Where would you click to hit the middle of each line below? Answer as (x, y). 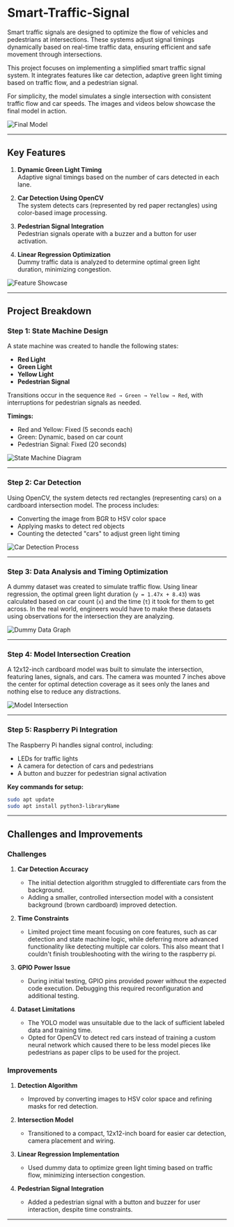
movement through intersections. (55, 54)
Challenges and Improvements (75, 834)
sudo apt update (31, 799)
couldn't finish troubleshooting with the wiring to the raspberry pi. (122, 954)
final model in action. (37, 111)
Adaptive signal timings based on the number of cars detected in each (118, 177)
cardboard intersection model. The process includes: (83, 505)
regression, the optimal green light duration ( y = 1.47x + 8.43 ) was (104, 594)
